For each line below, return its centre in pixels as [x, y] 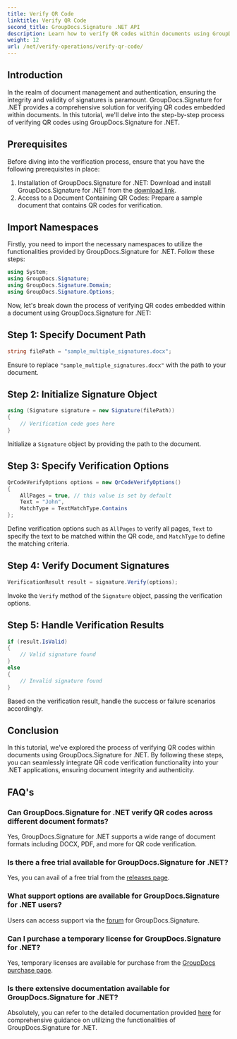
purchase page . [30, 970]
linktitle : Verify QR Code [47, 20]
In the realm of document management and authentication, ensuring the [112, 92]
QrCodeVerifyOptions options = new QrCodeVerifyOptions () [94, 482]
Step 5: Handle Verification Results [86, 625]
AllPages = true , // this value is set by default [96, 496]
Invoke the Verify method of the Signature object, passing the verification [115, 595]
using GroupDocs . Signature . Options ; [61, 292]
